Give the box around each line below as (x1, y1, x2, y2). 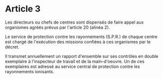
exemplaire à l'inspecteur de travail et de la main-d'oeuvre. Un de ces (5, 58, 145, 64)
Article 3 (5, 3, 41, 14)
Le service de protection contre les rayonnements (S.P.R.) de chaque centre (5, 34, 158, 39)
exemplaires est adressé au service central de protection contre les (5, 64, 140, 69)
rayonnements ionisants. (5, 68, 54, 74)
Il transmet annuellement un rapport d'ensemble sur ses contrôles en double (5, 53, 159, 59)
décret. (5, 44, 19, 50)
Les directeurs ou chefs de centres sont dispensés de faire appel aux (5, 19, 144, 25)
